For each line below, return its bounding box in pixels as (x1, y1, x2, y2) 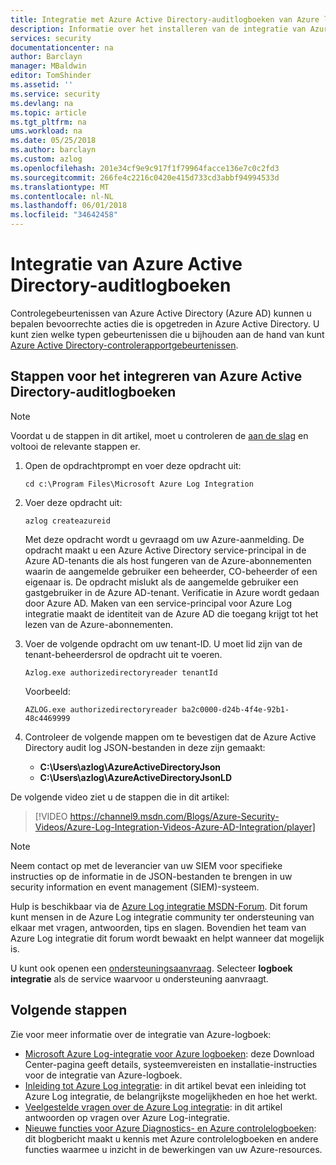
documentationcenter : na (10, 42, 114, 53)
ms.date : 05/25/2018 (10, 136, 97, 146)
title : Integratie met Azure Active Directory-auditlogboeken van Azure (10, 14, 320, 25)
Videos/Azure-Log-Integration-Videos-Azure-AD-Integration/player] (34, 821, 316, 833)
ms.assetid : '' (10, 80, 74, 90)
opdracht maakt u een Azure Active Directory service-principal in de (24, 544, 307, 556)
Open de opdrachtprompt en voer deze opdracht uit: (24, 459, 242, 471)
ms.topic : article (10, 107, 87, 118)
